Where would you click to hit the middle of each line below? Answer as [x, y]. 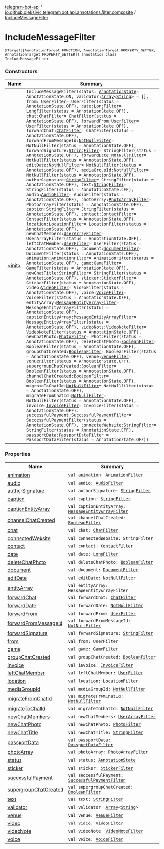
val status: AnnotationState [102, 760]
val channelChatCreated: [97, 518]
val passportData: [89, 740]
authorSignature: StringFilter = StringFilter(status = [90, 180]
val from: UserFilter [93, 641]
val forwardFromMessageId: [99, 621]
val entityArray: [88, 585]
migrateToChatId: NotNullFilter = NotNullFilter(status [90, 386]
